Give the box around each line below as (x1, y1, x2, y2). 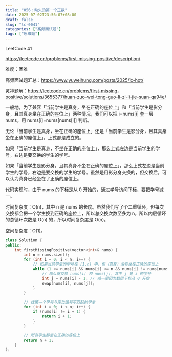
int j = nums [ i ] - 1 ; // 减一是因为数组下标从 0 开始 (41, 276, 150, 281)
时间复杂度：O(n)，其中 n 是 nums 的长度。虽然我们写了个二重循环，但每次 (5, 204, 164, 210)
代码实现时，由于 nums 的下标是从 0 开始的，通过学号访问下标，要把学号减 (5, 186, 164, 193)
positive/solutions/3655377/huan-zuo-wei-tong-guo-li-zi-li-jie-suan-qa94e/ (5, 93, 166, 100)
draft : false (5, 17, 33, 22)
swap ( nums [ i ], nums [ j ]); (41, 280, 95, 286)
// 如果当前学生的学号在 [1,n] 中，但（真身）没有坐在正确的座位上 (32, 261, 159, 267)
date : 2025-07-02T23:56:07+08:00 (5, 12, 77, 17)
